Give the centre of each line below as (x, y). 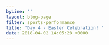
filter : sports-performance (41, 22)
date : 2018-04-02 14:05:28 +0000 (47, 33)
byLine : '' (19, 11)
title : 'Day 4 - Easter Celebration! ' (55, 28)
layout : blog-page (29, 17)
